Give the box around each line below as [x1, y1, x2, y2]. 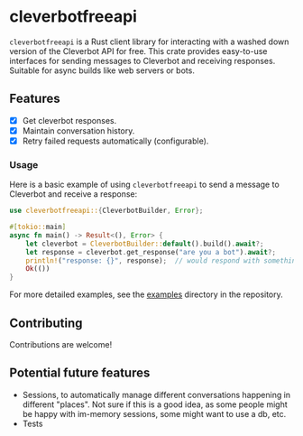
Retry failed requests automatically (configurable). [22, 135, 209, 146]
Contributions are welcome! [9, 339, 113, 350]
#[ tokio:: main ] [9, 223, 67, 232]
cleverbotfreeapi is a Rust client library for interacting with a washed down [9, 36, 289, 47]
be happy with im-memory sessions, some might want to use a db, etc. [22, 408, 287, 419]
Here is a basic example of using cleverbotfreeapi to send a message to [9, 179, 280, 190]
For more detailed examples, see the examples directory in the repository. [9, 289, 284, 300]
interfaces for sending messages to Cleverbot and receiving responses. [9, 55, 276, 66]
